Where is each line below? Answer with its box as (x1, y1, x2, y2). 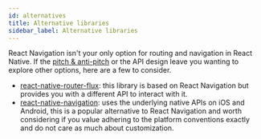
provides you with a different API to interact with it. (19, 89, 188, 99)
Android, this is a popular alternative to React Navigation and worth (19, 106, 243, 116)
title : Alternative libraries (8, 19, 110, 27)
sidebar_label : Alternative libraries (8, 26, 138, 34)
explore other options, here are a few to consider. (8, 66, 172, 75)
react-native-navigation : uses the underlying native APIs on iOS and (19, 97, 245, 108)
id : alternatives (8, 11, 67, 20)
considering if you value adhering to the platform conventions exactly (19, 115, 251, 125)
